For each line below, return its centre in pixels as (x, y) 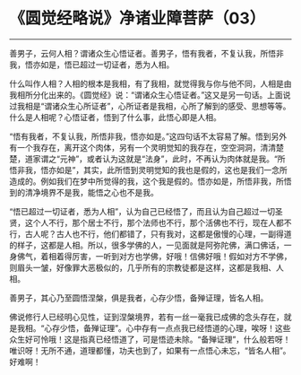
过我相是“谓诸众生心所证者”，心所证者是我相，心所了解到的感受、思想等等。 (150, 106)
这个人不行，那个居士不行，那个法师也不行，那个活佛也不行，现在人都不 (158, 222)
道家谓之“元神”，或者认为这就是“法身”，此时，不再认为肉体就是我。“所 (155, 159)
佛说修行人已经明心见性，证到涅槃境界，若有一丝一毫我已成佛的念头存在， (146, 317)
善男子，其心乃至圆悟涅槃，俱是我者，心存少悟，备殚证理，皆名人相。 (139, 298)
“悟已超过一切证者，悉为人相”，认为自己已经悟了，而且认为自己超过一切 (142, 211)
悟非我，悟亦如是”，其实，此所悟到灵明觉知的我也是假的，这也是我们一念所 (149, 170)
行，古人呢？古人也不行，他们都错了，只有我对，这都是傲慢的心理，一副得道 (150, 233)
